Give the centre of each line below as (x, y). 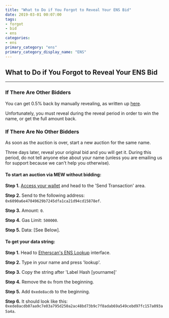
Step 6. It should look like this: (36, 301)
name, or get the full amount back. (41, 118)
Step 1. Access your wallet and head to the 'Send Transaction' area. (75, 186)
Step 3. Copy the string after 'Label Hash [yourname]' (61, 272)
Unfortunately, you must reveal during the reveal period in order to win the (82, 113)
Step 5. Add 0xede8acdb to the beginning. (48, 292)
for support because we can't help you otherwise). (58, 163)
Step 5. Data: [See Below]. (33, 230)
